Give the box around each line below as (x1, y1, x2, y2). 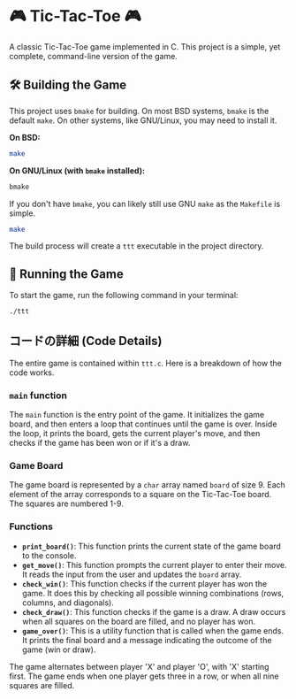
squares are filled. (9, 680, 75, 690)
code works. (9, 367, 55, 378)
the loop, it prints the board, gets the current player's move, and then (9, 428, 261, 439)
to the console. (21, 549, 77, 561)
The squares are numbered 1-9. (9, 498, 124, 509)
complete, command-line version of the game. (9, 50, 178, 61)
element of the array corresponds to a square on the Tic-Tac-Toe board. (9, 489, 272, 500)
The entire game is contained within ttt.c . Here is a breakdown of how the (9, 357, 283, 368)
